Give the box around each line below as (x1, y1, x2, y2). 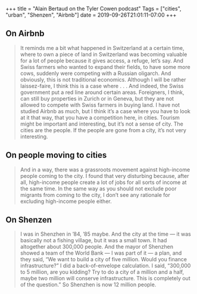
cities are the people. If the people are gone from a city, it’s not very (20, 126, 187, 133)
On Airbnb (5, 29, 45, 39)
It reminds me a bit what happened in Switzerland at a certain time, (20, 44, 185, 51)
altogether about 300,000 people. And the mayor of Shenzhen (20, 243, 174, 251)
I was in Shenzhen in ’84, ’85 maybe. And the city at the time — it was (20, 230, 191, 237)
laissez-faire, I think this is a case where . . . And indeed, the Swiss (20, 82, 184, 89)
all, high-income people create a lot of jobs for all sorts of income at (20, 179, 187, 186)
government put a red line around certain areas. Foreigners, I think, (20, 89, 185, 96)
